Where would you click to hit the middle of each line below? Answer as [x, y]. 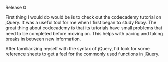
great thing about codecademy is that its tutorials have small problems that [84, 28]
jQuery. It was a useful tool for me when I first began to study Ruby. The [81, 23]
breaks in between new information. [43, 39]
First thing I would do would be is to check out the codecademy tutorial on [83, 17]
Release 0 [16, 7]
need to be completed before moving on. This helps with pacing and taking [84, 33]
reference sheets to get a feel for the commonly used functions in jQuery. [82, 54]
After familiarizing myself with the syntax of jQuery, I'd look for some [77, 49]
